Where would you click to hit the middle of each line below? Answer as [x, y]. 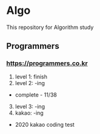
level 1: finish [31, 77]
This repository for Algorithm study [50, 27]
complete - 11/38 [36, 95]
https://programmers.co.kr [47, 63]
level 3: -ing [30, 106]
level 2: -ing [30, 83]
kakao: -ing [29, 113]
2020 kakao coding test [45, 124]
